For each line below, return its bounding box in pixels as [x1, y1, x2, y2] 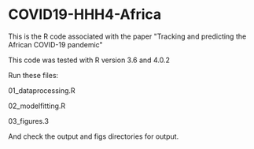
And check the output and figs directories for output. [8, 132, 179, 141]
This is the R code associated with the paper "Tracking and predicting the [8, 32, 247, 41]
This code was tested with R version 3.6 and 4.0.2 [8, 55, 171, 65]
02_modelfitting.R [8, 101, 66, 110]
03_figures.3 [8, 116, 50, 125]
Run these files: [8, 70, 59, 80]
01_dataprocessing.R [8, 85, 76, 95]
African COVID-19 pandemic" [8, 39, 104, 49]
